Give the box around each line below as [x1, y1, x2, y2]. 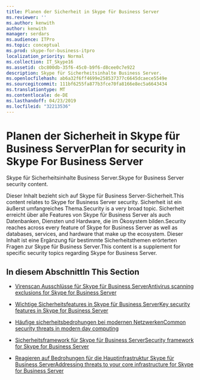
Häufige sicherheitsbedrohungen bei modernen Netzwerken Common [14, 318, 186, 326]
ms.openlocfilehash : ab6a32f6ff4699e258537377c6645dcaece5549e [6, 75, 168, 81]
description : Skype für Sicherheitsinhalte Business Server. [6, 70, 162, 76]
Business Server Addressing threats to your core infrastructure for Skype [14, 361, 193, 368]
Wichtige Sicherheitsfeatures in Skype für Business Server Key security [14, 300, 190, 308]
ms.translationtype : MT [6, 87, 66, 93]
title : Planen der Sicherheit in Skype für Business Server [6, 8, 160, 15]
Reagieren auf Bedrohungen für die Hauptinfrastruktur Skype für [14, 354, 175, 362]
